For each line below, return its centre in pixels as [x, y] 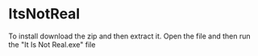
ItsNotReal [44, 14]
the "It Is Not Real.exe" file [52, 44]
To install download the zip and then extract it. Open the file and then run [130, 36]
